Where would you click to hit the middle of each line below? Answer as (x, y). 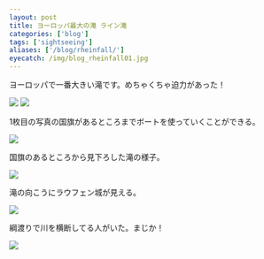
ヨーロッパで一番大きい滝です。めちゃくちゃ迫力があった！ (117, 84)
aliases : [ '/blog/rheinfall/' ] (67, 50)
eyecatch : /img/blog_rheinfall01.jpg (79, 58)
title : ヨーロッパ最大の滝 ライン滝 (68, 26)
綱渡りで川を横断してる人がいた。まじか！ (87, 228)
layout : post (33, 17)
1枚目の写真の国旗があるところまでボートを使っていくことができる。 (135, 122)
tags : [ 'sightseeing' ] (51, 42)
